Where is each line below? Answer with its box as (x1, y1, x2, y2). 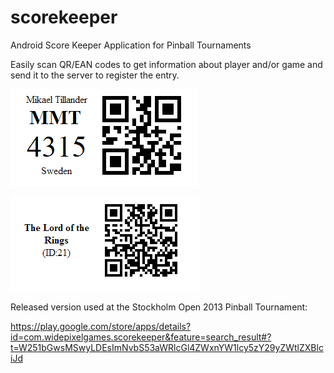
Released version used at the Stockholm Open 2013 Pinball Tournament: (10, 301, 308, 313)
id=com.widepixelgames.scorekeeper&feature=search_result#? (10, 331, 272, 343)
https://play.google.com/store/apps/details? (10, 320, 192, 332)
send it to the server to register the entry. (10, 69, 180, 81)
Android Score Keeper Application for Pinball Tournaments (10, 39, 252, 51)
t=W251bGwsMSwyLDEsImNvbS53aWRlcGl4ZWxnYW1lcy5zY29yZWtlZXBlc (10, 341, 324, 353)
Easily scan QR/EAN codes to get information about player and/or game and (10, 58, 323, 70)
